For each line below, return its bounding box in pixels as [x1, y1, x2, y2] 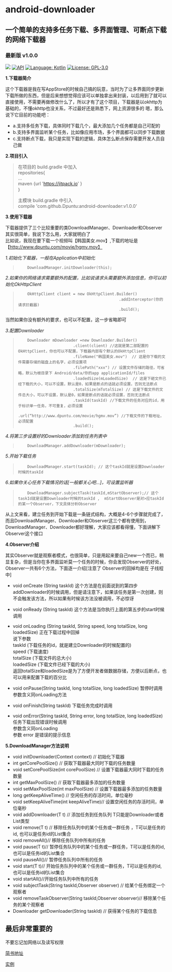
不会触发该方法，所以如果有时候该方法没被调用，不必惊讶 [12, 595, 134, 602]
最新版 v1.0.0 [5, 51, 38, 59]
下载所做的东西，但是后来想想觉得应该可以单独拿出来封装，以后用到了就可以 [5, 92, 167, 98]
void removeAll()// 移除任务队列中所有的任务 [12, 837, 106, 843]
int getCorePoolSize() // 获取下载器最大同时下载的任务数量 [12, 760, 136, 766]
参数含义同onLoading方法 [12, 691, 67, 698]
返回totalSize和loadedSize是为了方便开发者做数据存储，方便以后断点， [12, 667, 162, 674]
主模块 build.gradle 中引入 [17, 197, 73, 203]
